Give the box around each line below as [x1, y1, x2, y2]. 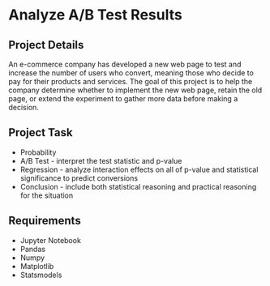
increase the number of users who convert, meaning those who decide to [8, 68, 254, 78]
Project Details [8, 38, 84, 52]
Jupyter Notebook [19, 235, 81, 245]
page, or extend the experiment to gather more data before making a [8, 94, 238, 103]
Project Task [8, 126, 73, 139]
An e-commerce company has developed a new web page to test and [8, 59, 242, 69]
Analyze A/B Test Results [8, 6, 182, 24]
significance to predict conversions [19, 173, 139, 183]
